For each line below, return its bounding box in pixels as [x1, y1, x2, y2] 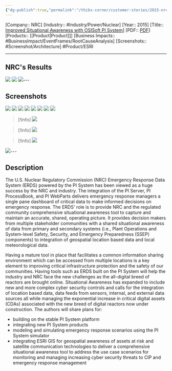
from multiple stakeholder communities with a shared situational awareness [5, 221, 165, 227]
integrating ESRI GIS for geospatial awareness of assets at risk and [12, 338, 154, 344]
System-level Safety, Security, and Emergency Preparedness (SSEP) [5, 231, 150, 237]
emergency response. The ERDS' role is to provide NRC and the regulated [5, 204, 161, 210]
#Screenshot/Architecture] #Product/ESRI [5, 43, 94, 49]
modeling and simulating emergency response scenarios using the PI [12, 327, 159, 333]
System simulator [12, 333, 50, 339]
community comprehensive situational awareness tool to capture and [5, 209, 151, 215]
